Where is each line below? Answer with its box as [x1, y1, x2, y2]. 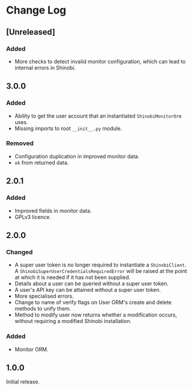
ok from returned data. [14, 159, 69, 166]
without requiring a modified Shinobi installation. [14, 318, 132, 325]
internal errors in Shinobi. [14, 64, 76, 71]
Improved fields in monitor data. [14, 207, 92, 214]
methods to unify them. [14, 305, 72, 312]
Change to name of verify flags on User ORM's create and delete [14, 299, 172, 306]
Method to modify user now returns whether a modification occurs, [14, 311, 177, 318]
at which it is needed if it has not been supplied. [14, 274, 131, 281]
